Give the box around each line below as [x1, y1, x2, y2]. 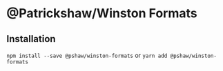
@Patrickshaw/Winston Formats [6, 6, 197, 21]
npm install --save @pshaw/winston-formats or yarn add [6, 51, 168, 59]
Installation [6, 33, 56, 45]
